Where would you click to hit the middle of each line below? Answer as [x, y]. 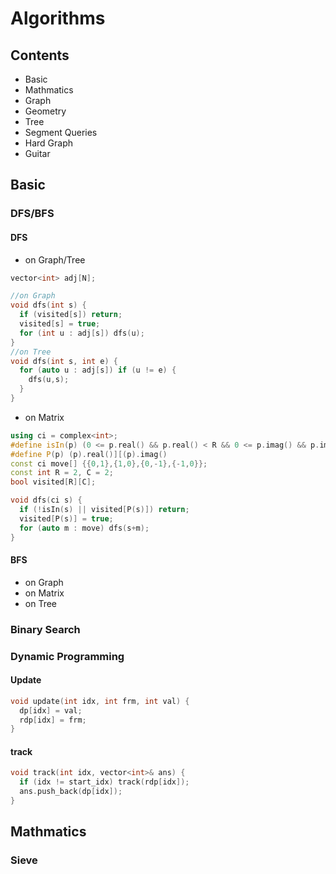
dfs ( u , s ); [49, 380]
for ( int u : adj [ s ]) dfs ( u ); [82, 333]
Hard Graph [49, 143]
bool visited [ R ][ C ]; [53, 482]
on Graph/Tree [55, 259]
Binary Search [45, 629]
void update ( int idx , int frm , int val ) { [100, 701]
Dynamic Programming [67, 656]
